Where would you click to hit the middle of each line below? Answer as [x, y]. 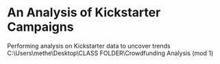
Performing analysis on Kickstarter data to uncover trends [89, 46]
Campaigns [40, 27]
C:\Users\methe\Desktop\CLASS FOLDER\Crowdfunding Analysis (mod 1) [110, 53]
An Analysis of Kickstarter [84, 13]
